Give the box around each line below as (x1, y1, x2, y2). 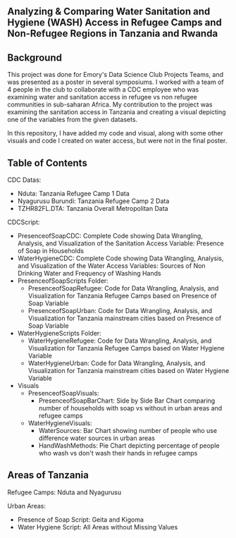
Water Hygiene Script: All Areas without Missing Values (17, 522, 178, 531)
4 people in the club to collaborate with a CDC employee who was (7, 85, 199, 94)
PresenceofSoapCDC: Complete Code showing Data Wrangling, (17, 232, 203, 240)
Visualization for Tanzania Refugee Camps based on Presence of (27, 292, 217, 300)
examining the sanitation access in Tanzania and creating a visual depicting (7, 108, 226, 116)
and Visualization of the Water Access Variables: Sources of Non (17, 262, 206, 270)
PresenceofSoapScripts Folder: (17, 276, 109, 285)
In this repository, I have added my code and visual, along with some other (7, 129, 223, 137)
